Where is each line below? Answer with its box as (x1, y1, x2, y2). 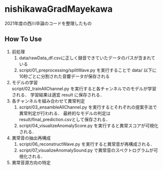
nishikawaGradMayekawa (4, 3, 113, 15)
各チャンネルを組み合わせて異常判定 (11, 98, 85, 104)
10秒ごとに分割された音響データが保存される (19, 73, 110, 79)
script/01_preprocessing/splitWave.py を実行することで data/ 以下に (19, 67, 157, 73)
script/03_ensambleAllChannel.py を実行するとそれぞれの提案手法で (19, 104, 158, 110)
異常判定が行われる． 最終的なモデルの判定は (19, 110, 111, 116)
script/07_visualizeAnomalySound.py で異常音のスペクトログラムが (19, 147, 154, 153)
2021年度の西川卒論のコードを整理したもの (4, 20, 92, 26)
